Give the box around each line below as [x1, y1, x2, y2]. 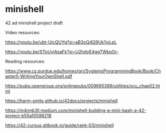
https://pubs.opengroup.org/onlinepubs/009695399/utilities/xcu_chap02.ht [5, 83, 161, 89]
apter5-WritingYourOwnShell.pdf [5, 73, 72, 79]
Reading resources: [5, 58, 45, 64]
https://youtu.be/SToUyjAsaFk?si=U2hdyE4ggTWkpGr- [5, 49, 119, 55]
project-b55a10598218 [5, 113, 51, 119]
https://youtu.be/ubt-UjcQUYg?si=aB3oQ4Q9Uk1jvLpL [5, 39, 117, 45]
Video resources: [5, 29, 40, 35]
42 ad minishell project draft [5, 20, 63, 26]
